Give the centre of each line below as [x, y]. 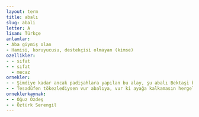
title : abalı [22, 17]
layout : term [22, 12]
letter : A [18, 28]
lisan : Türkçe [24, 34]
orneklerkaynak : [26, 94]
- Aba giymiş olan [29, 45]
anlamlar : [18, 39]
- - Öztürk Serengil [32, 105]
